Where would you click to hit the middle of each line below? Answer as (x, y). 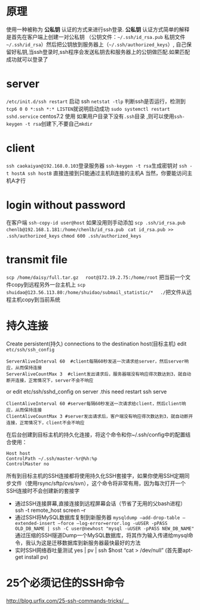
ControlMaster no (28, 464)
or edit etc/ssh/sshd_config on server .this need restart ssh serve (87, 392)
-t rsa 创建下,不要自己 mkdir (59, 123)
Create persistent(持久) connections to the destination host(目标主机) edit (96, 344)
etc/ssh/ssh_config (30, 350)
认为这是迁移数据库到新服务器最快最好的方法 (86, 542)
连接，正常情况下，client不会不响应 (45, 423)
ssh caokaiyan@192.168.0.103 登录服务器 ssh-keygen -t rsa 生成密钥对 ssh (97, 165)
